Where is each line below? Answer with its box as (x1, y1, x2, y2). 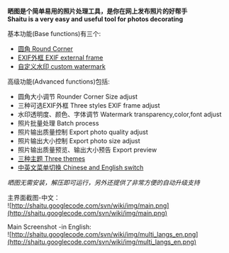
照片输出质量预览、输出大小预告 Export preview (17, 145, 157, 154)
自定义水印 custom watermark (17, 62, 106, 70)
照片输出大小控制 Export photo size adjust (17, 137, 140, 145)
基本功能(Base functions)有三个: (7, 30, 101, 38)
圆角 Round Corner (17, 45, 73, 52)
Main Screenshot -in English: (7, 223, 92, 231)
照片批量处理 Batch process (17, 119, 99, 127)
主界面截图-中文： (7, 193, 60, 201)
